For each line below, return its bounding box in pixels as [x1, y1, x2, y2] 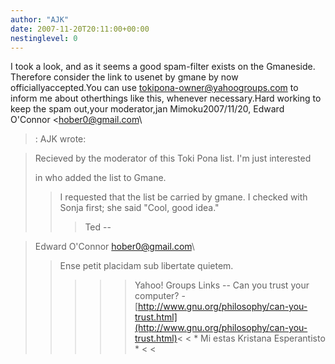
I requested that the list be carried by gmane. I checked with [59, 191, 308, 203]
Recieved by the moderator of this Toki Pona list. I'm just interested [34, 152, 312, 165]
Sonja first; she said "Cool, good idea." [59, 202, 220, 214]
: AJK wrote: [34, 133, 87, 145]
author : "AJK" [10, 14, 70, 25]
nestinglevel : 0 [10, 33, 78, 43]
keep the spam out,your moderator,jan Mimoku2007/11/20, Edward [10, 103, 285, 115]
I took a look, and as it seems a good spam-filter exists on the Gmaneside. [10, 61, 316, 73]
